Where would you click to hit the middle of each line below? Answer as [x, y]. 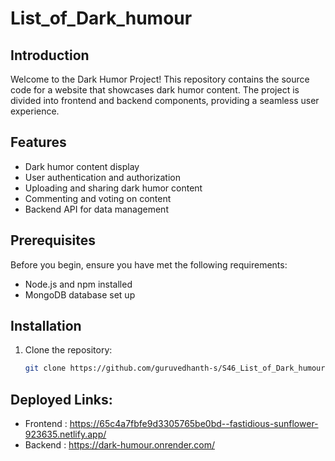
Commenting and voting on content [98, 198]
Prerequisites [53, 240]
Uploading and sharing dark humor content [113, 188]
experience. [35, 111]
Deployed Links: [61, 399]
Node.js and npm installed [78, 284]
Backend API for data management [96, 209]
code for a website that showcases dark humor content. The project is [155, 90]
